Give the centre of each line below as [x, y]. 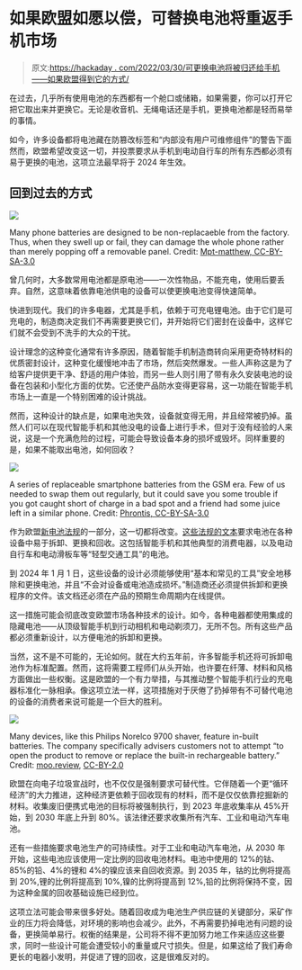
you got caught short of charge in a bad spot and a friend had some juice [145, 503]
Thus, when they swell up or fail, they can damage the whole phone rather [147, 242]
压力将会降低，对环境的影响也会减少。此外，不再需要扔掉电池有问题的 [155, 922]
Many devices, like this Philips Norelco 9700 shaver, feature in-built [134, 736]
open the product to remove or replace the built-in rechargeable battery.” [145, 755]
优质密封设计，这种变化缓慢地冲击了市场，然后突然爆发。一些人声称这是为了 [151, 363]
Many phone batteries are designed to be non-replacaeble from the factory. [150, 232]
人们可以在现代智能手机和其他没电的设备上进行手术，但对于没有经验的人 [151, 427]
